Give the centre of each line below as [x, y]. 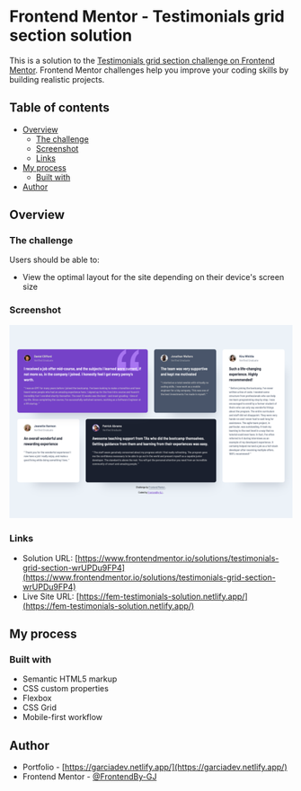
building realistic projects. [57, 79]
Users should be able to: [55, 260]
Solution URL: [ [50, 558]
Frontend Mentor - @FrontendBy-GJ [89, 777]
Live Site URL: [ [51, 596]
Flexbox [37, 699]
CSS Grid [39, 708]
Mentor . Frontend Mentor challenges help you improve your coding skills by [149, 70]
